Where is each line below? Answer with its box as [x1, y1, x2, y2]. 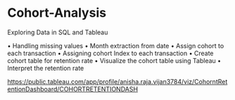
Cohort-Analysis [7, 5, 107, 21]
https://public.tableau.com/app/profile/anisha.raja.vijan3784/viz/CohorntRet [7, 77, 228, 85]
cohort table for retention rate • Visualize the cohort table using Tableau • [7, 56, 222, 64]
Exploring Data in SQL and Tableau [7, 28, 108, 36]
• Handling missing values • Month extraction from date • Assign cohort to [7, 41, 224, 50]
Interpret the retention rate [7, 64, 84, 72]
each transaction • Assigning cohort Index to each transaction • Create [7, 49, 214, 57]
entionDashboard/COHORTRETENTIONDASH [7, 85, 139, 93]
